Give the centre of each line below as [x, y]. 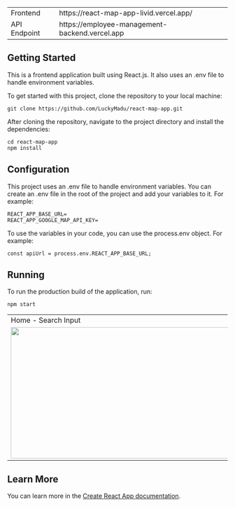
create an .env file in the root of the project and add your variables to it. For [115, 194]
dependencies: [29, 129]
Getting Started [42, 58]
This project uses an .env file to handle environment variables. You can [109, 186]
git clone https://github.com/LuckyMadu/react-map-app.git [95, 109]
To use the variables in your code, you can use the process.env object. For [115, 233]
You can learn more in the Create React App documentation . [94, 496]
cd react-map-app [33, 142]
